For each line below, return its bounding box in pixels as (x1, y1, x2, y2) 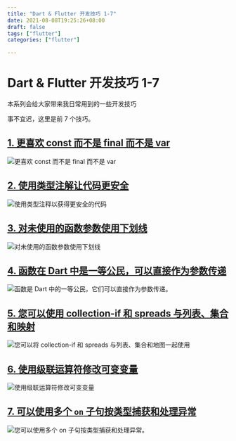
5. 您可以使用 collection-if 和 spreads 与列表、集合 (7, 307, 229, 319)
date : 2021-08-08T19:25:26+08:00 (7, 17, 105, 24)
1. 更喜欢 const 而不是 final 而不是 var (7, 137, 171, 149)
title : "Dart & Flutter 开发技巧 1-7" (7, 10, 117, 18)
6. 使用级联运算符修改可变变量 (7, 363, 138, 375)
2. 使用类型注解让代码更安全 (7, 180, 129, 192)
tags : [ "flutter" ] (7, 30, 61, 37)
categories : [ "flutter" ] (7, 37, 80, 44)
